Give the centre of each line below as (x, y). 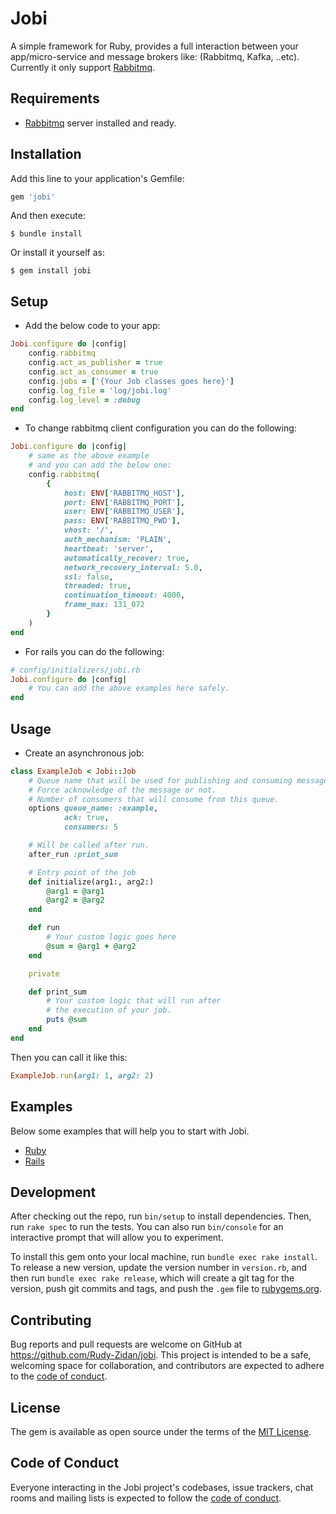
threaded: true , (97, 586)
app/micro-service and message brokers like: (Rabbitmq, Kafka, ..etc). (155, 56)
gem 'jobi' (33, 197)
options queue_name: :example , (93, 808)
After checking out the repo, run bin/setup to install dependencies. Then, (161, 1216)
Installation (46, 154)
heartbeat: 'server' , (109, 548)
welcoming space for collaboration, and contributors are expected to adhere (167, 1366)
